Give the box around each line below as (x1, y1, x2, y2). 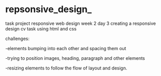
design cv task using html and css (5, 25, 77, 31)
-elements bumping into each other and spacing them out (5, 45, 126, 51)
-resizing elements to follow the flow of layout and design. (5, 65, 127, 71)
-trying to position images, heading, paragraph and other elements (5, 55, 145, 61)
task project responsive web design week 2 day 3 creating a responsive (5, 20, 156, 26)
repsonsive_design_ (5, 4, 92, 15)
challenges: (5, 35, 30, 42)
